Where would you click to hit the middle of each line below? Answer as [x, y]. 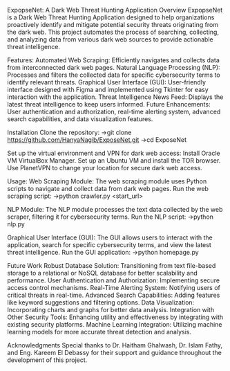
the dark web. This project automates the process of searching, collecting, [113, 32]
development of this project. [47, 360]
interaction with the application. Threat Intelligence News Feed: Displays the [115, 97]
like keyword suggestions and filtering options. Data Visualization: [101, 302]
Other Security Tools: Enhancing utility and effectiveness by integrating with [115, 317]
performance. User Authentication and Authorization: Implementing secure [113, 280]
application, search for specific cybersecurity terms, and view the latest [109, 245]
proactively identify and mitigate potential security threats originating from [113, 25]
